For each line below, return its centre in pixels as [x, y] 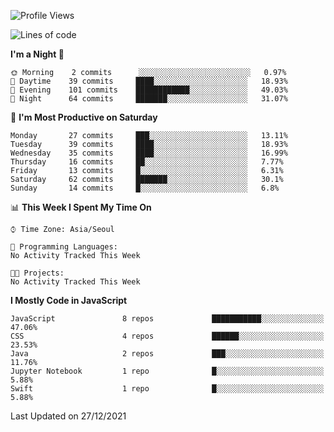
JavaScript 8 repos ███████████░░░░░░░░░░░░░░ [167, 319]
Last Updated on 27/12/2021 [68, 416]
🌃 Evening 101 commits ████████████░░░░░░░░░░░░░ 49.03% [149, 90]
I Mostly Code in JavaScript [69, 300]
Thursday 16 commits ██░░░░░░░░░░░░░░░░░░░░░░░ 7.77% [147, 162]
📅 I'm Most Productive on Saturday [84, 117]
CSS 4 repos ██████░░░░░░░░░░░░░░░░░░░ [167, 336]
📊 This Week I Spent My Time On [81, 207]
